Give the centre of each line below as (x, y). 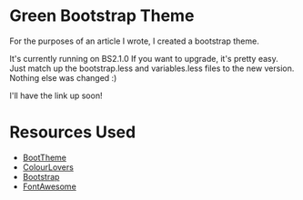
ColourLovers (48, 167)
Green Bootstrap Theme (102, 16)
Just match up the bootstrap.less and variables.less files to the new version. (152, 68)
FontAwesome (50, 186)
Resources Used (73, 132)
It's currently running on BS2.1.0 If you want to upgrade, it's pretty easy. (144, 58)
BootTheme (44, 157)
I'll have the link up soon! (56, 95)
